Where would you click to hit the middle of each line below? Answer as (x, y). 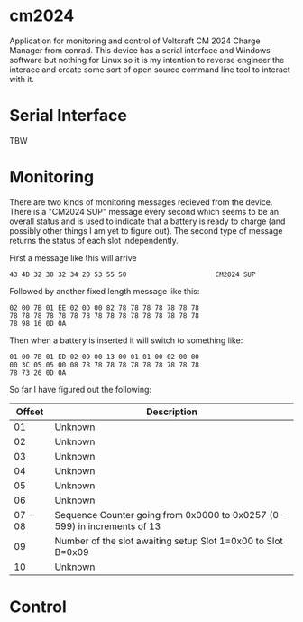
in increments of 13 (119, 526)
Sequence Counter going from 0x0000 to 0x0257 (161, 515)
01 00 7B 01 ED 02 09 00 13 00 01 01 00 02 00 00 (105, 357)
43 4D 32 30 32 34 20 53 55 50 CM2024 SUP (133, 274)
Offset (30, 412)
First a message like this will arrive (73, 257)
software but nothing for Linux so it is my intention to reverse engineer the (147, 60)
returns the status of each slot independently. (94, 240)
